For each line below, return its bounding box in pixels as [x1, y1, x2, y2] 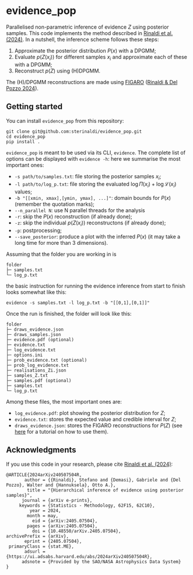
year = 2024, [29, 507, 61, 514]
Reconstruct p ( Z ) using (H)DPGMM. [14, 67, 101, 74]
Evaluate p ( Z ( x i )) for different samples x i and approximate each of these [14, 53, 188, 62]
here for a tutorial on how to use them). [14, 428, 109, 435]
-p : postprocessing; [14, 227, 62, 234]
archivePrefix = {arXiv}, [6, 533, 69, 539]
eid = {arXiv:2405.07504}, [31, 518, 98, 524]
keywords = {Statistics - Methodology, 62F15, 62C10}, [19, 503, 156, 508]
